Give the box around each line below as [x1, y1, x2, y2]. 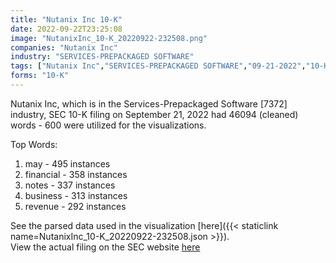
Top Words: [10, 138, 58, 150]
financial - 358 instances [24, 168, 128, 180]
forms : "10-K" [10, 71, 70, 81]
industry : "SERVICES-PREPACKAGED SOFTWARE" [10, 52, 195, 62]
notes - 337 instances [24, 179, 116, 191]
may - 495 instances [24, 157, 111, 170]
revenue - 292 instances [24, 200, 127, 212]
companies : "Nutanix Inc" [10, 42, 118, 53]
